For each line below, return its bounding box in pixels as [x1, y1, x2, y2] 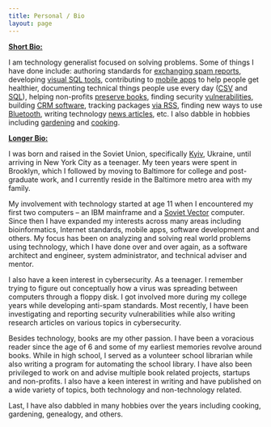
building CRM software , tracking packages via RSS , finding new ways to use [8, 100, 263, 110]
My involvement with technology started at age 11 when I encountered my [8, 199, 253, 209]
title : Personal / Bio [8, 11, 85, 20]
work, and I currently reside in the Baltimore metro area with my [40, 175, 252, 184]
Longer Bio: [8, 133, 49, 142]
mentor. [8, 259, 34, 268]
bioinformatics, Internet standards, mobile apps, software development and [8, 224, 260, 235]
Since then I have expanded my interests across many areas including [8, 216, 241, 226]
